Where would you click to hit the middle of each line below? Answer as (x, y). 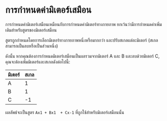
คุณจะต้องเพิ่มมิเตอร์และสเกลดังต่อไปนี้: (38, 62)
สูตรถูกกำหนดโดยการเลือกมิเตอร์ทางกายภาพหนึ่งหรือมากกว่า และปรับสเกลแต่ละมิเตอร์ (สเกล (82, 40)
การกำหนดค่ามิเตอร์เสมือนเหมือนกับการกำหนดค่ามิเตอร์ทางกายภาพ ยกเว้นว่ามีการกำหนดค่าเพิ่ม (84, 24)
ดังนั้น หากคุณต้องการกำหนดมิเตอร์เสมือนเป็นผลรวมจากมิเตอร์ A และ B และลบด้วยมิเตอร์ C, (82, 56)
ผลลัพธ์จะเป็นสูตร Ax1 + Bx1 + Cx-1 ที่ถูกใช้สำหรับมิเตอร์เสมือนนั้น (65, 112)
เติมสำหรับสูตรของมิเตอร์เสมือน (31, 30)
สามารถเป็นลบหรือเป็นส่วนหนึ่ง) (32, 46)
